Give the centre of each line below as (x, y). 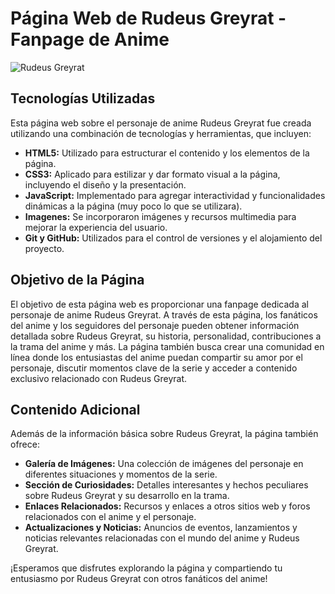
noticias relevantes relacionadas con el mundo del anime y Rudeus (162, 538)
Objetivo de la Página (77, 280)
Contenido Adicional (75, 409)
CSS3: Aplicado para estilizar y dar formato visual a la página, (152, 174)
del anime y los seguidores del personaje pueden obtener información (155, 325)
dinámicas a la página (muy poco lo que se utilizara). (133, 206)
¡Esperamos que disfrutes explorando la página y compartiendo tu (146, 568)
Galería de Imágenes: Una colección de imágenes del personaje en (164, 464)
